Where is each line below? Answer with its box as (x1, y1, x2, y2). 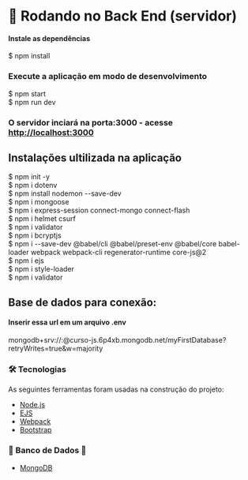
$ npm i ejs (8, 256, 45, 265)
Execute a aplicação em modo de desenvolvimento (8, 71, 208, 82)
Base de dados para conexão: (8, 295, 157, 309)
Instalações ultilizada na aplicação (8, 152, 182, 164)
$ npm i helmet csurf (8, 214, 77, 223)
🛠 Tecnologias (8, 363, 67, 374)
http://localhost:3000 (8, 126, 95, 137)
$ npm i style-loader (8, 264, 75, 274)
